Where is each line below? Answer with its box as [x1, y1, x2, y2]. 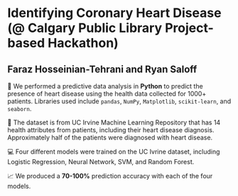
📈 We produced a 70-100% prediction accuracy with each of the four [7, 172, 213, 180]
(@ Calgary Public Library [7, 20, 163, 36]
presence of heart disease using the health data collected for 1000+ [7, 90, 207, 98]
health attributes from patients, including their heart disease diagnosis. [7, 126, 215, 134]
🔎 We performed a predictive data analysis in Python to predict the [7, 82, 204, 90]
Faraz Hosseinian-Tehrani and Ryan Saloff [7, 63, 198, 75]
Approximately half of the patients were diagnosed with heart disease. [7, 133, 213, 142]
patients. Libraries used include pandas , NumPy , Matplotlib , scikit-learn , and [7, 97, 232, 105]
